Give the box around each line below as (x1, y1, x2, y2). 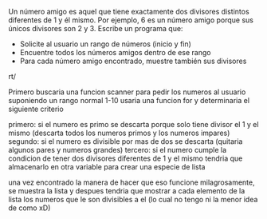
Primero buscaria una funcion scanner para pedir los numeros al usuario (8, 87, 246, 97)
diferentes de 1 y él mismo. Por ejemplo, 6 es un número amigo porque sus (8, 15, 253, 25)
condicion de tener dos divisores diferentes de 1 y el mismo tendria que (8, 153, 243, 163)
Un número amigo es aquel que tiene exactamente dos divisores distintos (8, 7, 249, 16)
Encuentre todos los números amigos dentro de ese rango (19, 48, 211, 57)
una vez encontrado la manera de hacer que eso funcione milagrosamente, (8, 177, 255, 187)
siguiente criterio (8, 104, 64, 113)
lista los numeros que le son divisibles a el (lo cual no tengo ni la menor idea (8, 195, 258, 204)
